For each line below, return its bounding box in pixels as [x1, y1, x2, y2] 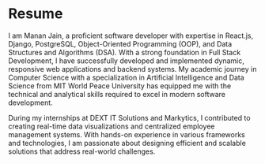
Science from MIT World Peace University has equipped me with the [8, 80, 232, 91]
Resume [8, 5, 63, 23]
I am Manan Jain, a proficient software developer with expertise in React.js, [8, 31, 254, 40]
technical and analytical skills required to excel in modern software [8, 89, 225, 99]
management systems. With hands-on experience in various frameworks [8, 129, 245, 139]
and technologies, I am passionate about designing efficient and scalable [8, 138, 247, 147]
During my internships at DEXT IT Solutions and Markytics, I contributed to [8, 113, 251, 122]
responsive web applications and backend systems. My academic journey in [8, 64, 257, 73]
